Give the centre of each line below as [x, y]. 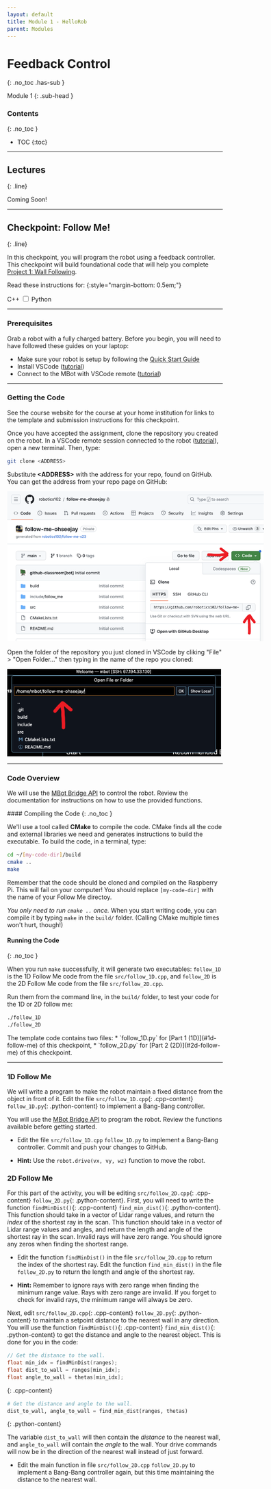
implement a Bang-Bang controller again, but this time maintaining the [115, 1473]
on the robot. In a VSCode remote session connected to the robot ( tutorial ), [113, 440]
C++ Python [29, 299]
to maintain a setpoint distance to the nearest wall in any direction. [127, 1320]
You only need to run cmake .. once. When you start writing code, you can [112, 910]
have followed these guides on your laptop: [68, 345]
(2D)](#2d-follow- [195, 1045]
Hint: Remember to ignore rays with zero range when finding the [108, 1285]
